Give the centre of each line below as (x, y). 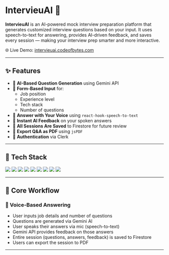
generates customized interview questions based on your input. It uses (79, 29)
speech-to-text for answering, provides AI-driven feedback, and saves (78, 35)
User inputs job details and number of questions (62, 216)
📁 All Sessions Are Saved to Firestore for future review (69, 126)
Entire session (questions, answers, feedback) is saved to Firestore (82, 237)
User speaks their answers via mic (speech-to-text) (66, 227)
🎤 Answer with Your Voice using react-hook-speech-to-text (75, 115)
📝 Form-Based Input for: (38, 88)
